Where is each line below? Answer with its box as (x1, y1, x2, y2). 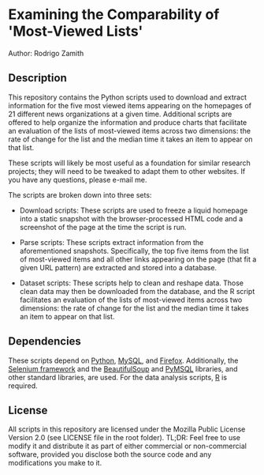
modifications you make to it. (8, 458, 102, 468)
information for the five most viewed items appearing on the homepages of (8, 100, 252, 110)
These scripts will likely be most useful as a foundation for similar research (8, 158, 251, 168)
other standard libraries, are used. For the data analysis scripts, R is (8, 372, 227, 382)
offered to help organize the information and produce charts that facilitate (8, 117, 247, 127)
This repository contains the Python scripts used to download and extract (8, 92, 247, 102)
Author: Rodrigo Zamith (8, 48, 84, 58)
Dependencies (8, 334, 81, 349)
